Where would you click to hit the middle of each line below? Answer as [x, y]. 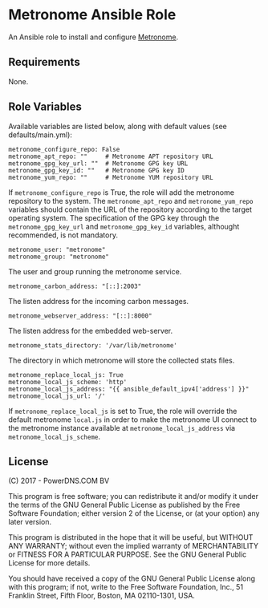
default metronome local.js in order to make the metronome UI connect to [132, 420]
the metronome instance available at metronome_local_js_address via [122, 428]
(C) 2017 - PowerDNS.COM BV [59, 481]
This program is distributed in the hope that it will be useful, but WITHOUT [131, 537]
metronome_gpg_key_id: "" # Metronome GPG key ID [96, 170]
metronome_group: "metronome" [59, 257]
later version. [30, 522]
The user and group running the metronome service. [95, 271]
